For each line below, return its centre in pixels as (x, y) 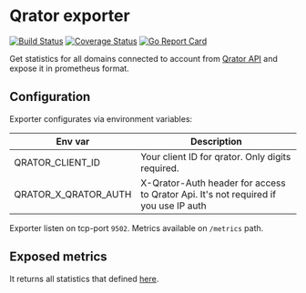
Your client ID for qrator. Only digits (216, 157)
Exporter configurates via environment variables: (101, 118)
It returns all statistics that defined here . (84, 278)
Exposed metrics (58, 257)
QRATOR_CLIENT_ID (57, 162)
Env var (73, 141)
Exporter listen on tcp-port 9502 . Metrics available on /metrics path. (137, 227)
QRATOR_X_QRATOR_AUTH (73, 194)
